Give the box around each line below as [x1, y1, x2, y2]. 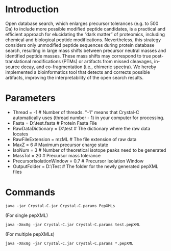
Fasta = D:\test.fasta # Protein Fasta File [12, 120, 97, 126]
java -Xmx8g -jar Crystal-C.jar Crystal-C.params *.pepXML [5, 241, 134, 246]
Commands [5, 187, 56, 198]
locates [12, 131, 29, 137]
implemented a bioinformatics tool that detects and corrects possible [5, 69, 151, 75]
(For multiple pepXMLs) [5, 231, 55, 237]
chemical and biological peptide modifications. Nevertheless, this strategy [5, 37, 161, 43]
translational [5, 58, 32, 64]
